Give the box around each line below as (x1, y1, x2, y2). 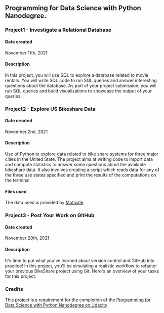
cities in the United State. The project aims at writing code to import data (5, 156, 153, 162)
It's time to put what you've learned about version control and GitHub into (5, 257, 155, 264)
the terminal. (5, 178, 31, 183)
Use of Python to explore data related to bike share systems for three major (5, 151, 159, 157)
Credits (5, 285, 23, 292)
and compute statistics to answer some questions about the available (5, 162, 146, 168)
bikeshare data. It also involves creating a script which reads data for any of (5, 167, 160, 173)
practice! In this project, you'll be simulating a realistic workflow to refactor (5, 263, 157, 268)
